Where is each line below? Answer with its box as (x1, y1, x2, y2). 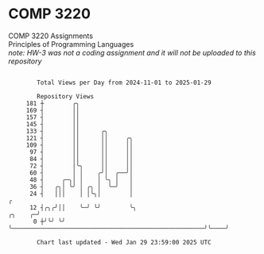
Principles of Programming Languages (8, 39, 134, 48)
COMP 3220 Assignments (8, 31, 94, 40)
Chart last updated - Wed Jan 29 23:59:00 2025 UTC (37, 238, 212, 246)
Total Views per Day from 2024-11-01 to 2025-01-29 (37, 79, 212, 87)
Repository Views (37, 92, 94, 100)
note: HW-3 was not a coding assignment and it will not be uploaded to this (8, 48, 256, 57)
